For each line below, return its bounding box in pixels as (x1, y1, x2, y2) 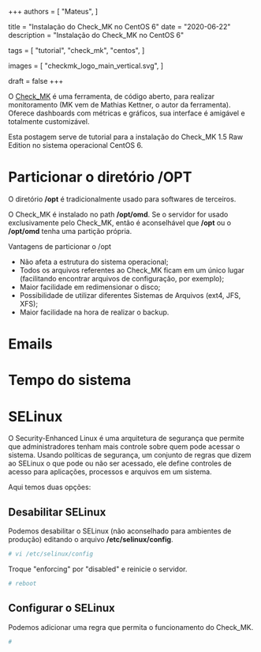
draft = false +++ (8, 77, 64, 85)
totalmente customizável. (8, 117, 90, 126)
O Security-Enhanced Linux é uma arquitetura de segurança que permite (8, 434, 244, 443)
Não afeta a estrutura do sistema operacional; (19, 257, 169, 266)
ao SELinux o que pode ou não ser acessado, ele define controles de (8, 458, 233, 469)
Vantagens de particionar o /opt (8, 241, 112, 251)
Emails (8, 335, 53, 353)
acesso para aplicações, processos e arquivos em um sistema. (8, 467, 212, 477)
